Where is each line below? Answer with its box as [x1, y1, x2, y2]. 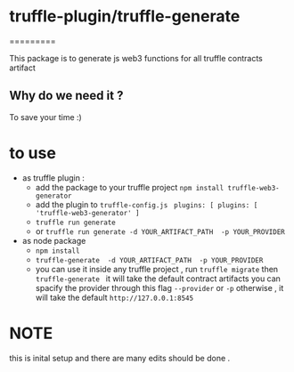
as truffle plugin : [21, 172, 85, 183]
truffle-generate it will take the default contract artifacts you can [35, 273, 281, 284]
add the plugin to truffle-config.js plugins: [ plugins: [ [35, 198, 258, 210]
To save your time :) [9, 111, 82, 122]
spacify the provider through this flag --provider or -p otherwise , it [35, 282, 284, 293]
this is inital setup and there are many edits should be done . [9, 352, 231, 363]
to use [9, 142, 56, 163]
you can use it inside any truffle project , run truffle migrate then [35, 263, 279, 274]
